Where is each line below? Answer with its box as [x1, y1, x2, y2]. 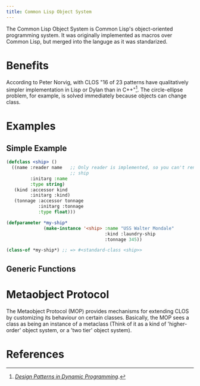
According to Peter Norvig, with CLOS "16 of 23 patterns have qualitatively [6, 78, 189, 85]
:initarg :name [30, 176, 68, 182]
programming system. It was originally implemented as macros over [6, 31, 173, 39]
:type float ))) [37, 209, 76, 215]
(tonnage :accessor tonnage [14, 198, 84, 204]
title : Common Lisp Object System [6, 8, 92, 15]
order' [6, 326, 21, 333]
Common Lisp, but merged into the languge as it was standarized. [6, 38, 168, 45]
